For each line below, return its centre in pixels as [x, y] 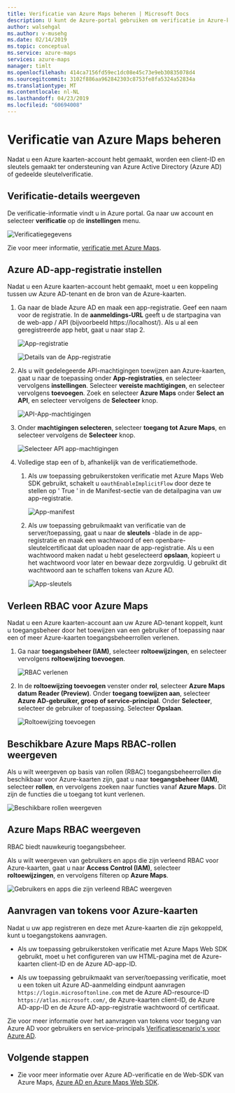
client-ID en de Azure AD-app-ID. [89, 964]
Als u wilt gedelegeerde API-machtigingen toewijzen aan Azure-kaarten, [121, 371]
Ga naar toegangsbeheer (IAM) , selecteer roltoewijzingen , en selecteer [122, 651]
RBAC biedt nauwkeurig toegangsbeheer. [67, 847]
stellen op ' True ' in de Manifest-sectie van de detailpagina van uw [124, 491]
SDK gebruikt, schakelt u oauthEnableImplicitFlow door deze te [119, 483]
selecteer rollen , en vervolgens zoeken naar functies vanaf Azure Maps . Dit [117, 787]
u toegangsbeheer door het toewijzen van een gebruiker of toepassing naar [116, 630]
